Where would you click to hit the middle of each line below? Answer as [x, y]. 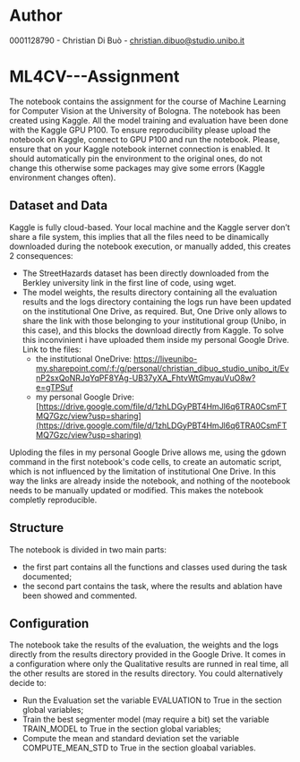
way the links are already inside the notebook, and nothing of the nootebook [150, 481]
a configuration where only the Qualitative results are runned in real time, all [149, 664]
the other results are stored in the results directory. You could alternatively [146, 673]
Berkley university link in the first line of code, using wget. [129, 282]
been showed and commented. [79, 595]
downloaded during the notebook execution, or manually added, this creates [150, 246]
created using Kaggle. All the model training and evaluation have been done [149, 120]
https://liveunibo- [166, 358]
